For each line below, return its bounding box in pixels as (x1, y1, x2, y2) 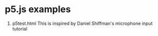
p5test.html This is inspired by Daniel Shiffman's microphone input (12, 20, 153, 26)
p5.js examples (5, 4, 71, 15)
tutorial (12, 25, 28, 31)
